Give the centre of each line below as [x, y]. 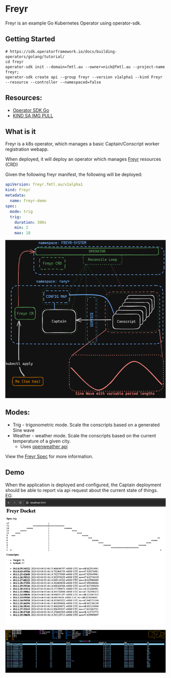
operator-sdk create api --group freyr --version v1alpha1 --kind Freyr [84, 77]
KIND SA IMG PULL [33, 115]
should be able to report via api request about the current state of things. [82, 490]
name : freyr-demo [28, 201]
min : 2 [21, 228]
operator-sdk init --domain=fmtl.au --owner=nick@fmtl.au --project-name [85, 67]
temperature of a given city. [42, 441]
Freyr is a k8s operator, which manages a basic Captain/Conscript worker [82, 144]
